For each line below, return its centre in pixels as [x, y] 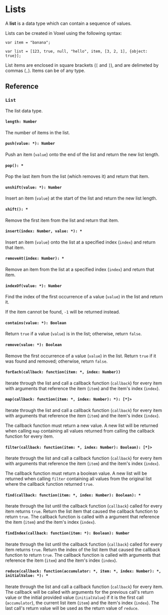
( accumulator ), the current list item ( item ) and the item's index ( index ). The [82, 603]
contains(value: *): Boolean [36, 323]
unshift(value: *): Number [34, 187]
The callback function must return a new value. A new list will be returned [82, 426]
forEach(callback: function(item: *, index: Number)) [63, 372]
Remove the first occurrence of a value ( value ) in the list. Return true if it [81, 356]
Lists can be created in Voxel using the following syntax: [64, 33]
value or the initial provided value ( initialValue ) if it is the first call [74, 597]
